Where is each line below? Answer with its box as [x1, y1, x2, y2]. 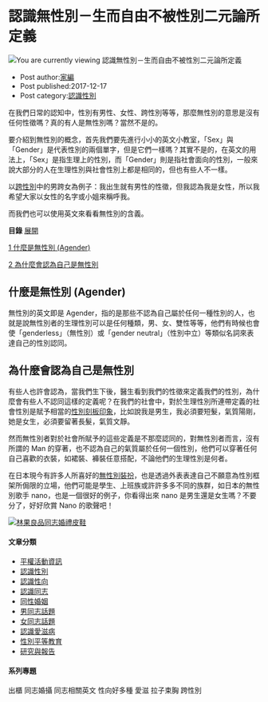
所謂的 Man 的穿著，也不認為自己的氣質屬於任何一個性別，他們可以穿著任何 [8, 443, 258, 453]
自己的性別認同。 [14, 337, 72, 348]
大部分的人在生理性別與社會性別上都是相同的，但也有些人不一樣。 [14, 165, 232, 174]
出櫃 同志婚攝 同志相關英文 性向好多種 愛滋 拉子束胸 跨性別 [8, 685, 202, 695]
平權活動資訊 [19, 556, 62, 566]
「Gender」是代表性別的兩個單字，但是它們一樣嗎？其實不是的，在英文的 [8, 145, 250, 154]
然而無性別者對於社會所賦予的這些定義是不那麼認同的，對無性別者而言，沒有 [8, 433, 260, 443]
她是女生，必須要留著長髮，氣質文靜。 [8, 417, 134, 426]
